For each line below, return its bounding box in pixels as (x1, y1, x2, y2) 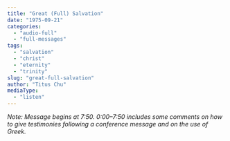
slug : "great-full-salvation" (7, 74, 95, 82)
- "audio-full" (13, 29, 57, 37)
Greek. (7, 127, 26, 135)
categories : (7, 23, 42, 30)
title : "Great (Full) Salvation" (7, 10, 104, 17)
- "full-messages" (13, 36, 67, 43)
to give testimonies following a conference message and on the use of (7, 120, 209, 128)
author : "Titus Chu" (7, 81, 67, 88)
